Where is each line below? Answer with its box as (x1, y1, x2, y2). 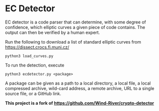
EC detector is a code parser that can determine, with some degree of (5, 19, 146, 25)
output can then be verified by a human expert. (5, 29, 100, 35)
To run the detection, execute (5, 62, 65, 68)
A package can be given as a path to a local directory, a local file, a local (5, 80, 151, 86)
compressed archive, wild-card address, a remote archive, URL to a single (5, 85, 155, 91)
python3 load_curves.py (5, 53, 54, 59)
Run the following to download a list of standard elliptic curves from (5, 39, 141, 44)
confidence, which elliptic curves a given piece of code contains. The (5, 24, 145, 30)
